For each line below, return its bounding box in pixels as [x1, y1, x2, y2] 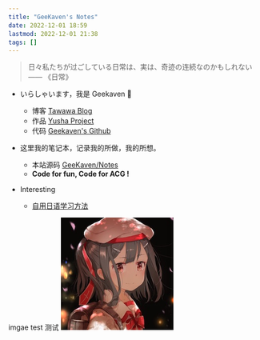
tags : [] [8, 38, 38, 46]
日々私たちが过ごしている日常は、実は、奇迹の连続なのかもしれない [27, 62, 253, 72]
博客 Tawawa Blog [31, 106, 93, 116]
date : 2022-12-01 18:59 [8, 21, 88, 30]
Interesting [19, 185, 56, 194]
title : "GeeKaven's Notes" [8, 13, 98, 21]
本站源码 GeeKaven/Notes [31, 160, 118, 170]
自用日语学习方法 [31, 201, 89, 211]
